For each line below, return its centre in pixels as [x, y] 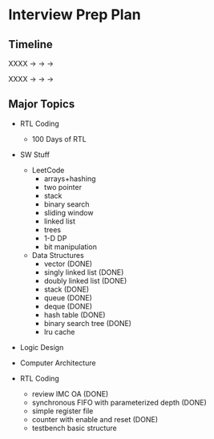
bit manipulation [71, 247]
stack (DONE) [67, 289]
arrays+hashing [70, 179]
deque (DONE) [68, 306]
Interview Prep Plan [75, 15]
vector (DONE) [68, 264]
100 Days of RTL [59, 139]
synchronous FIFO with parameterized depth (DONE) [119, 402]
